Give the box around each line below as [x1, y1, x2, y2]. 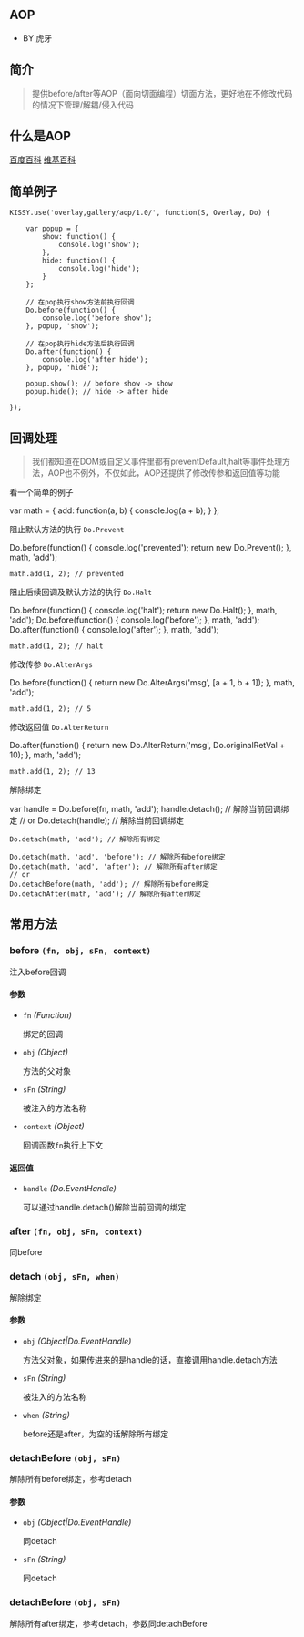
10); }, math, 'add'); [9, 749, 82, 760]
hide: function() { [42, 256, 117, 265]
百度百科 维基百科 [9, 154, 76, 165]
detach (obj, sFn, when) [9, 1271, 120, 1283]
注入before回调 [9, 966, 66, 977]
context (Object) [22, 1120, 85, 1131]
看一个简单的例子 [9, 487, 74, 498]
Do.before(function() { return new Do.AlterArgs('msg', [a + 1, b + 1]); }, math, [9, 677, 296, 688]
